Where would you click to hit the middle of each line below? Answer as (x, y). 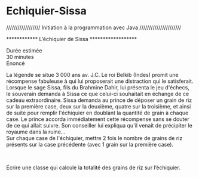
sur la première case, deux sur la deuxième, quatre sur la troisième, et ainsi (99, 106)
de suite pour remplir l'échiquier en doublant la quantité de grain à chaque (97, 113)
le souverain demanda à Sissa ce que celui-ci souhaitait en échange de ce (98, 94)
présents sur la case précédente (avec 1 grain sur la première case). (90, 144)
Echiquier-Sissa (46, 11)
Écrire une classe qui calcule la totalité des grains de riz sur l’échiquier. (93, 167)
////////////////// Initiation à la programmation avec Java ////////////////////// (94, 27)
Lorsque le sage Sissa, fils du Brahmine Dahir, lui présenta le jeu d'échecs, (98, 87)
